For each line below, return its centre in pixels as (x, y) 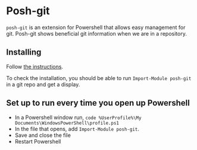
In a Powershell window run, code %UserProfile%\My (78, 117)
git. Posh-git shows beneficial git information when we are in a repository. (97, 33)
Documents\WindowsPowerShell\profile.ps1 (67, 123)
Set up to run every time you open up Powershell (98, 103)
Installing (24, 52)
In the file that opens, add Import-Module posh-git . (77, 129)
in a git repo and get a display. (43, 84)
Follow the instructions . (35, 66)
